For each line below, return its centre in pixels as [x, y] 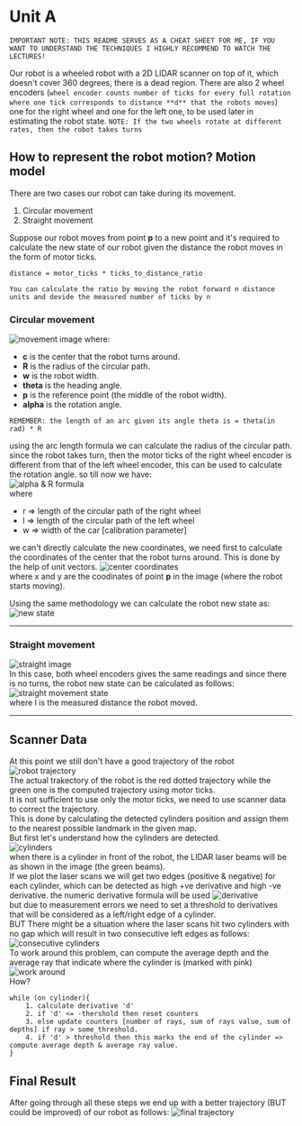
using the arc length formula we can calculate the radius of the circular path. [151, 446]
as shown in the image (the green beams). [88, 866]
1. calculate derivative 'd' [80, 1006]
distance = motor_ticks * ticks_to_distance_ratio [106, 273]
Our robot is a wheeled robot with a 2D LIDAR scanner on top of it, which [144, 73]
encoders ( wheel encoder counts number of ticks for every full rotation [150, 92]
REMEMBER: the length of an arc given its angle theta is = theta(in [142, 421]
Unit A [33, 17]
